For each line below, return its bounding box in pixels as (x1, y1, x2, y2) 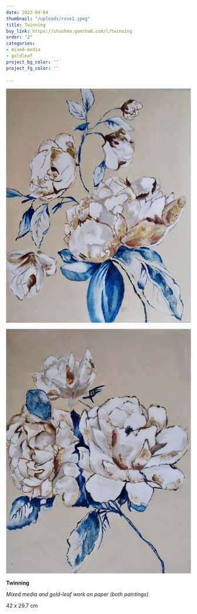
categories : (6, 41, 35, 46)
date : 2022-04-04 (6, 9, 49, 15)
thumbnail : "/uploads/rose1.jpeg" (6, 15, 91, 22)
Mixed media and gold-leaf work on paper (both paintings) (6, 590, 149, 598)
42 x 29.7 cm (6, 602, 38, 609)
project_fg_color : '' (6, 65, 59, 71)
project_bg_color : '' (6, 59, 59, 65)
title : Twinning (6, 22, 46, 28)
